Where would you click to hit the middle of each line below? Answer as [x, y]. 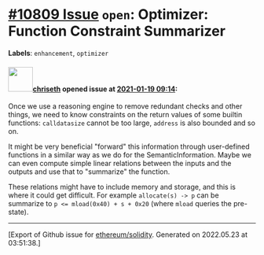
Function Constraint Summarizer [117, 31]
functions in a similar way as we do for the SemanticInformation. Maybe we [130, 155]
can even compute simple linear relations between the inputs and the [120, 164]
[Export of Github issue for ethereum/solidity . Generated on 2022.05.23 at [128, 235]
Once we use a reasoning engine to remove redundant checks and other [125, 106]
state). [18, 212]
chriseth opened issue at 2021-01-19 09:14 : [105, 89]
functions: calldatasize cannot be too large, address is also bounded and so [132, 123]
